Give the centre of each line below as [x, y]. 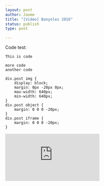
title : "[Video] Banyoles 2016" [39, 19]
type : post [17, 29]
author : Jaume [20, 15]
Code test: [16, 47]
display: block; [31, 83]
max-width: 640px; [33, 92]
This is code [19, 57]
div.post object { [24, 105]
